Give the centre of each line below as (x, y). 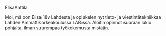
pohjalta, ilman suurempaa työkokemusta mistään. (57, 28)
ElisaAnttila (16, 7)
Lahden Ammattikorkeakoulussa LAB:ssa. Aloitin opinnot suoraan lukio (78, 23)
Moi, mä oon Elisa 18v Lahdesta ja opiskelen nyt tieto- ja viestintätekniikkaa (83, 17)
